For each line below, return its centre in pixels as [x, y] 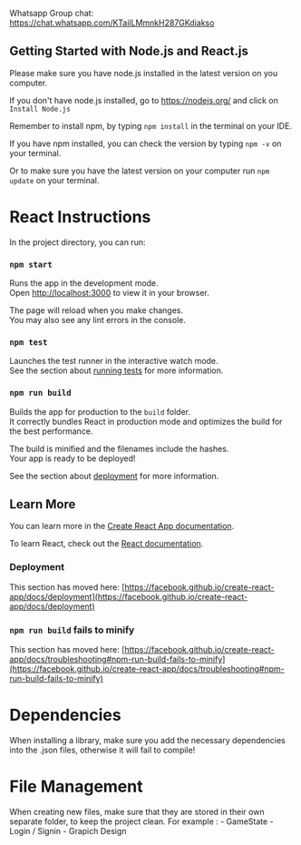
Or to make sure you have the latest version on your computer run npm [140, 171]
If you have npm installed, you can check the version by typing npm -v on [146, 143]
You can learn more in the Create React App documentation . [122, 526]
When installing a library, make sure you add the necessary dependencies [147, 740]
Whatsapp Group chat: [52, 13]
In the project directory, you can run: [78, 242]
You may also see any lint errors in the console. [97, 320]
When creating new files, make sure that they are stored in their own [137, 811]
